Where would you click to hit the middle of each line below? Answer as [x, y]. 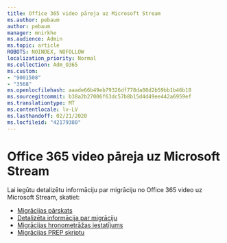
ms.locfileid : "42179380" [44, 122]
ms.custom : [23, 71]
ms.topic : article [33, 45]
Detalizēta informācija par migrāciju [67, 218]
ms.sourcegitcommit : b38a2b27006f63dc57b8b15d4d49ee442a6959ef [99, 97]
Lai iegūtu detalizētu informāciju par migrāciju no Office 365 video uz [105, 190]
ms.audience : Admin [35, 39]
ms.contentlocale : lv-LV [43, 109]
